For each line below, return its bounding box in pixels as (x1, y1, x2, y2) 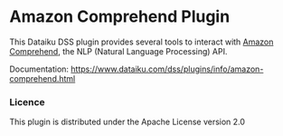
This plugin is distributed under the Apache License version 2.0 (9, 116, 246, 128)
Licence (9, 95, 45, 108)
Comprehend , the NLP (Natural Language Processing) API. (9, 45, 228, 56)
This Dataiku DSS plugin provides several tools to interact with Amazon (9, 36, 274, 47)
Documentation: (9, 63, 70, 74)
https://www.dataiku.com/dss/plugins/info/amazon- (71, 63, 264, 74)
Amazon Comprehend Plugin (9, 6, 231, 27)
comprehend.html (9, 73, 76, 83)
